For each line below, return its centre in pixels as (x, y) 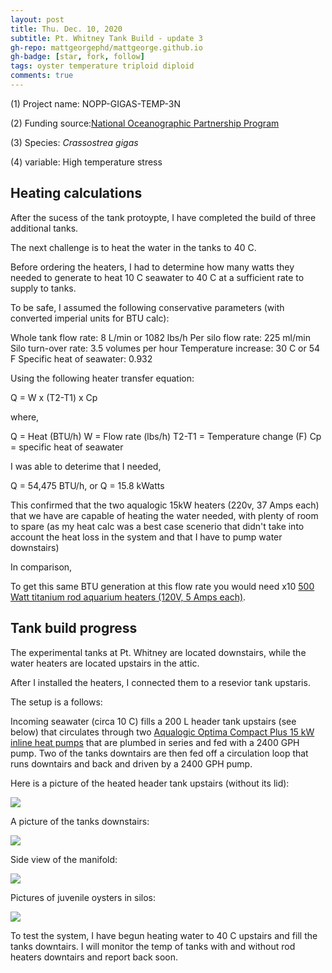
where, (25, 417)
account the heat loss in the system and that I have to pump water (146, 537)
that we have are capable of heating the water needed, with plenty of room (164, 515)
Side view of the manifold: (64, 859)
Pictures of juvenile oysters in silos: (83, 897)
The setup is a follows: (56, 702)
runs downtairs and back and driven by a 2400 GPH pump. (131, 763)
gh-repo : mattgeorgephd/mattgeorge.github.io (106, 47)
